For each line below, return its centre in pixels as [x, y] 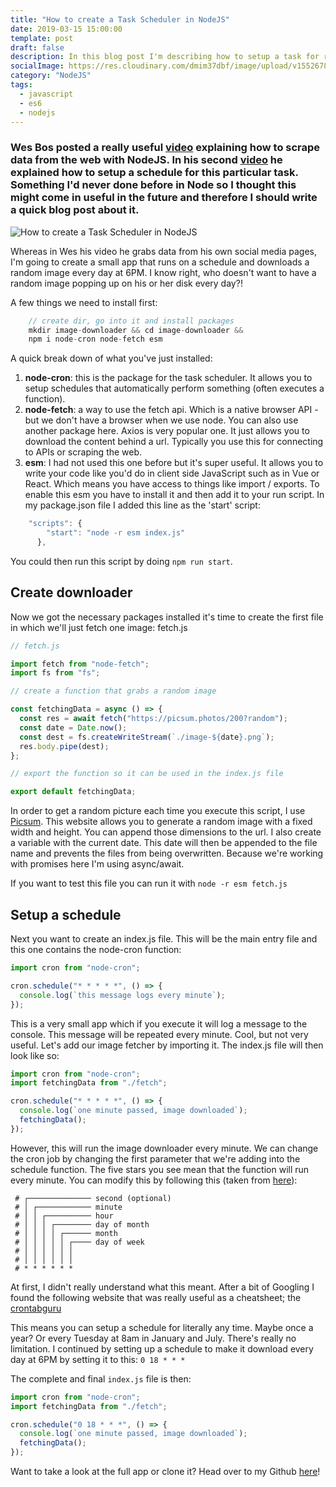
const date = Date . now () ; [73, 727]
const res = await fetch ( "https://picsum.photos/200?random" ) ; [153, 719]
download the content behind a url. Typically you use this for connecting [174, 442]
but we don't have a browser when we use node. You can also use [161, 420]
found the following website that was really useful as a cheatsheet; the [156, 1297]
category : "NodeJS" [51, 76]
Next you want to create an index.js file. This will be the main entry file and [164, 939]
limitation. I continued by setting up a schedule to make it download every [162, 1348]
